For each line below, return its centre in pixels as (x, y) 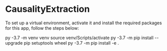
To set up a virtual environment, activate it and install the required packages (83, 23)
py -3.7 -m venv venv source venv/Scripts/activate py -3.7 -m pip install (79, 38)
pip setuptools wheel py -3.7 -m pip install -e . (71, 43)
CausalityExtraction (48, 9)
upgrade (14, 43)
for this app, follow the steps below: (42, 28)
